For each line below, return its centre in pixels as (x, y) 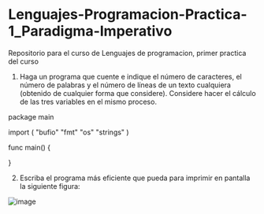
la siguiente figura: (50, 186)
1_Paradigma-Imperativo (90, 31)
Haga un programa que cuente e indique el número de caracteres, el (130, 76)
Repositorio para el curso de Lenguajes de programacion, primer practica (127, 53)
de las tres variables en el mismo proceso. (88, 101)
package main (31, 116)
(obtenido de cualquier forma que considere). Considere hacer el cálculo (138, 93)
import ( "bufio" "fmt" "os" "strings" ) (69, 132)
